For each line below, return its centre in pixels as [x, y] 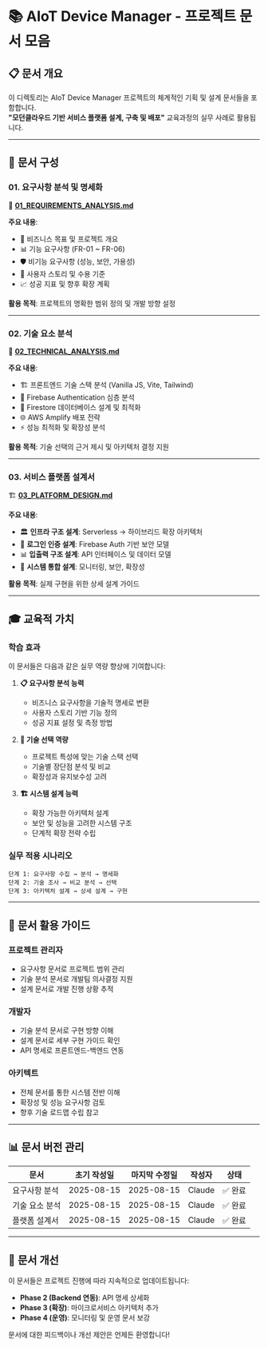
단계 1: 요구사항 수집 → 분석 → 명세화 [63, 875]
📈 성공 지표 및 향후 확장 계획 [65, 284]
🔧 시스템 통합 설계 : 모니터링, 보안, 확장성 [82, 567]
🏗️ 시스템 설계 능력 [49, 793]
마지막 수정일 [154, 1175]
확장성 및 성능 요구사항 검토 [63, 1102]
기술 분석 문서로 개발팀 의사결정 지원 [76, 978]
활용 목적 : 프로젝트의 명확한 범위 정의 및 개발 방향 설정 [92, 303]
